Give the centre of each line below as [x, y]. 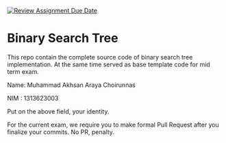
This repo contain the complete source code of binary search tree [100, 57]
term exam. [23, 71]
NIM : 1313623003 [33, 98]
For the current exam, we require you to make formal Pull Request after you [113, 125]
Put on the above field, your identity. [58, 111]
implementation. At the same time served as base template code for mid [109, 64]
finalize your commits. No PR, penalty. [61, 132]
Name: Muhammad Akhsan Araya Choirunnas [71, 85]
